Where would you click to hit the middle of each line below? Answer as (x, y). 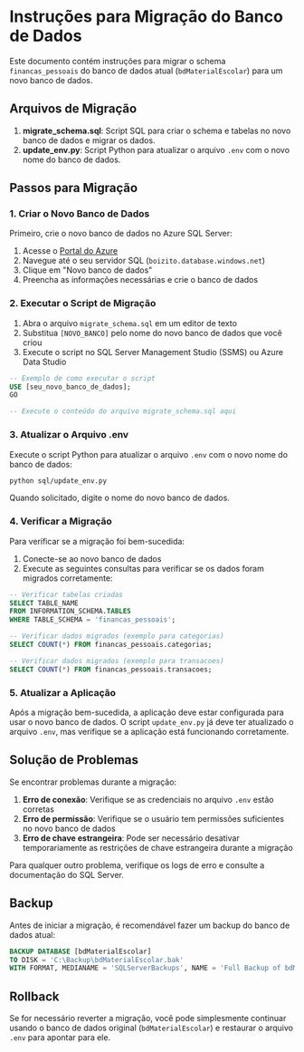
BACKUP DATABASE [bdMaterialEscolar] (81, 951)
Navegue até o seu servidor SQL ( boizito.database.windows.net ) (143, 261)
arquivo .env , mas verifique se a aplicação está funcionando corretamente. (149, 732)
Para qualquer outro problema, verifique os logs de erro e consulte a (137, 865)
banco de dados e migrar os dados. (89, 140)
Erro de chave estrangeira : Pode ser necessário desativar (131, 838)
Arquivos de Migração (73, 109)
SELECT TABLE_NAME (44, 603)
